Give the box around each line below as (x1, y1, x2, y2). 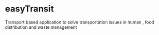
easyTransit (5, 3, 54, 14)
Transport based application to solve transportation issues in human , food (5, 19, 155, 25)
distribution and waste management (5, 24, 77, 30)
